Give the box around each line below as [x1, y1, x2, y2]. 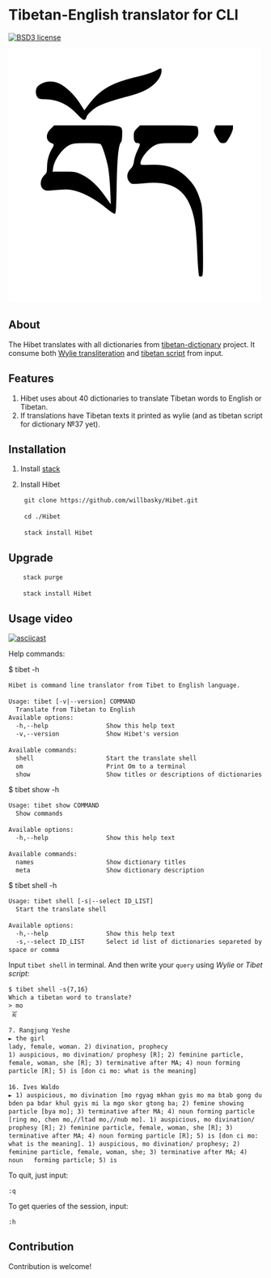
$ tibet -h [8, 665, 40, 674]
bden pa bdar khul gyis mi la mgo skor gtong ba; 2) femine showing [8, 1100, 244, 1108]
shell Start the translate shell [15, 754, 197, 762]
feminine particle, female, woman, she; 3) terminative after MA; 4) [8, 1148, 248, 1156]
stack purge [23, 573, 63, 581]
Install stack [19, 464, 61, 474]
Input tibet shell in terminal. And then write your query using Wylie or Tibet [8, 960, 263, 970]
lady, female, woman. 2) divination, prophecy [8, 1043, 168, 1051]
